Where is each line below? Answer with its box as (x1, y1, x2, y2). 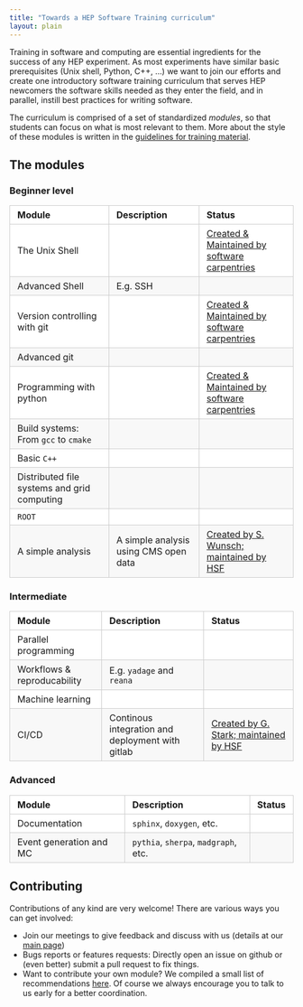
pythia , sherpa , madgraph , (132, 835, 237, 848)
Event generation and (17, 835, 108, 848)
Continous (109, 712, 153, 724)
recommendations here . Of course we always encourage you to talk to (22, 977, 284, 989)
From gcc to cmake (17, 434, 92, 446)
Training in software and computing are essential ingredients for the (9, 46, 262, 57)
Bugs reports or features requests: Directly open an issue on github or (22, 949, 283, 960)
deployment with (109, 734, 180, 747)
